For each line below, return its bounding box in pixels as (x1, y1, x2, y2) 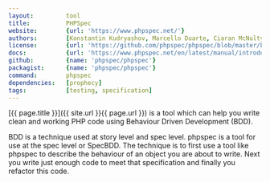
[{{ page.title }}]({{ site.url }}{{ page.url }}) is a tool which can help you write (8, 108, 260, 118)
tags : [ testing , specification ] (8, 86, 153, 95)
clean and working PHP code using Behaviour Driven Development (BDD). (8, 117, 253, 127)
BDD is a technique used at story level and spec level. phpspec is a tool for (8, 132, 256, 142)
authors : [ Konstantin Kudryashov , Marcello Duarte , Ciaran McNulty (8, 34, 264, 42)
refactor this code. (8, 166, 70, 176)
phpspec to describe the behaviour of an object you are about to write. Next (8, 149, 260, 159)
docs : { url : (8, 49, 84, 57)
